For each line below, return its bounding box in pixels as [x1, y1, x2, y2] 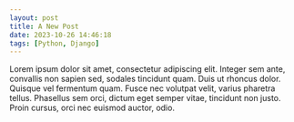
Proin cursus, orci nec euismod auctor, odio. [9, 102, 176, 114]
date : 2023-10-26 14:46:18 [9, 30, 112, 39]
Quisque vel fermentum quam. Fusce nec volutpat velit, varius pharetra [9, 83, 276, 94]
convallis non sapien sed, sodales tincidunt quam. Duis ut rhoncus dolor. [9, 74, 281, 85]
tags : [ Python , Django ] [9, 38, 100, 48]
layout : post [9, 13, 59, 23]
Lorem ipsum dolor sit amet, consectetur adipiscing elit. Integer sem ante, [9, 64, 286, 75]
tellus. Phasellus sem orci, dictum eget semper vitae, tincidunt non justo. [9, 93, 281, 104]
